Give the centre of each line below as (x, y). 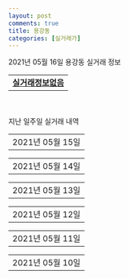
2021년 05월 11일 (46, 239)
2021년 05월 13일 (46, 191)
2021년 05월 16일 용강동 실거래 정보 (65, 62)
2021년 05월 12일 (46, 215)
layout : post (30, 16)
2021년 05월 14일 (46, 166)
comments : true (34, 23)
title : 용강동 (29, 31)
